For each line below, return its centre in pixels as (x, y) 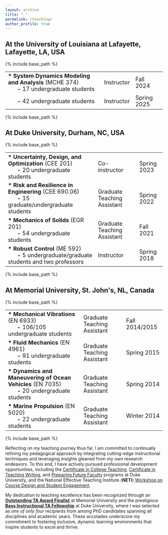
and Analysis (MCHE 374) (43, 82)
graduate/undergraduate (41, 205)
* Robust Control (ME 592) (45, 248)
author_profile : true (28, 24)
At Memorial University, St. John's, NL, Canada (80, 290)
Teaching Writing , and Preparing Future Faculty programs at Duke (73, 475)
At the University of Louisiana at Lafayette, (73, 44)
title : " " (16, 15)
